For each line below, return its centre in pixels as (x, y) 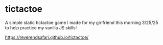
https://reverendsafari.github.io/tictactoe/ (47, 37)
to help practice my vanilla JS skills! (41, 27)
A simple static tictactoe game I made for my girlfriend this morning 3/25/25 (81, 22)
